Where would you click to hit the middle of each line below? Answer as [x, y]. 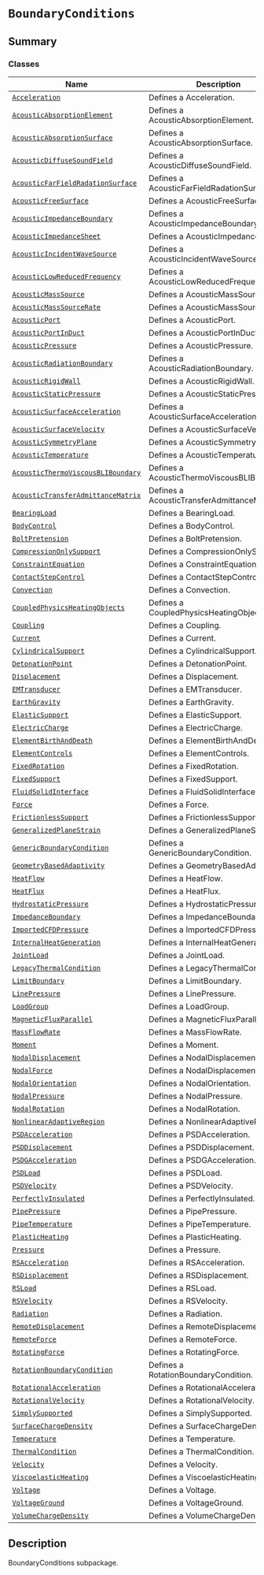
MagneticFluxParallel [52, 1019]
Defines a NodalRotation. [194, 1109]
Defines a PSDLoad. [185, 1172]
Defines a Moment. [183, 1045]
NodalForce [32, 1070]
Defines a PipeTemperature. [200, 1224]
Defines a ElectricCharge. [196, 727]
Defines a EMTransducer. [195, 689]
